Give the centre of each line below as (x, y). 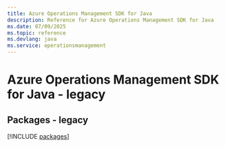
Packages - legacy (48, 120)
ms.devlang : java (32, 39)
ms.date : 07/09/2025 (37, 26)
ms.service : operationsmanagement (57, 46)
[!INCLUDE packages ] (38, 136)
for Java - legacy (56, 95)
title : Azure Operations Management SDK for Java (80, 13)
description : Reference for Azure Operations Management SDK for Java (111, 20)
